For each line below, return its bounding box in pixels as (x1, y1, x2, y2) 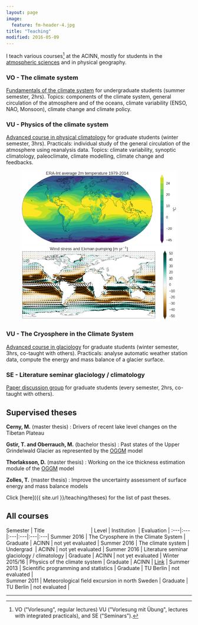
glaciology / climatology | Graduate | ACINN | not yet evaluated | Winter (6, 552, 180, 559)
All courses (6, 511, 49, 521)
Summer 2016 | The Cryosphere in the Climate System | (50, 533, 186, 540)
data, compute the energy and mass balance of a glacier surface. (6, 356, 165, 363)
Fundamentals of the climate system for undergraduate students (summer (6, 87, 186, 94)
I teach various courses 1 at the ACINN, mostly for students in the (6, 51, 163, 59)
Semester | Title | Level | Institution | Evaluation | (6, 526, 170, 534)
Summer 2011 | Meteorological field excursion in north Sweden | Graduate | (6, 577, 189, 584)
